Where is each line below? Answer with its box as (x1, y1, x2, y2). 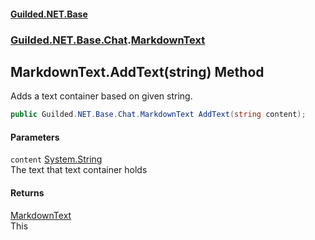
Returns (10, 187, 45, 199)
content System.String (10, 153, 103, 165)
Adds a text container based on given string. (10, 90, 193, 102)
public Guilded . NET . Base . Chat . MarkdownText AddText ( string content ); (10, 110, 307, 120)
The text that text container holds (10, 164, 148, 176)
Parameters (10, 131, 60, 143)
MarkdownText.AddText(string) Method (10, 63, 265, 80)
